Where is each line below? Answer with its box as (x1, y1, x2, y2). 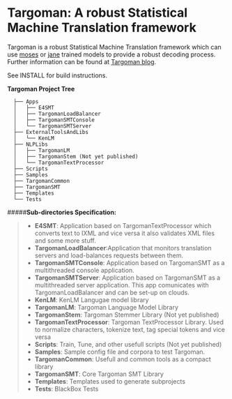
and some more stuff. (34, 236, 96, 245)
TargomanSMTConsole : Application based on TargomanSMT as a (34, 258, 225, 266)
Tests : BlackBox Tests (34, 384, 99, 393)
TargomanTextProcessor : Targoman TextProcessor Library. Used (34, 317, 224, 326)
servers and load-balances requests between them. (34, 251, 183, 259)
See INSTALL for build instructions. (7, 71, 108, 80)
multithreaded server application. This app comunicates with (34, 280, 209, 289)
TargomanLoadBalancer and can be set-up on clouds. (34, 288, 190, 296)
